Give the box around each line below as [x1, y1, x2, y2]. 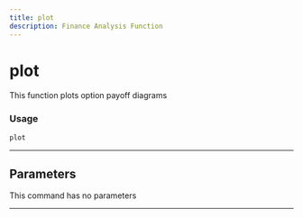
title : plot [9, 13, 54, 23]
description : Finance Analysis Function [9, 22, 164, 31]
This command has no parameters [9, 190, 137, 201]
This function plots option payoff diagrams [9, 90, 168, 101]
